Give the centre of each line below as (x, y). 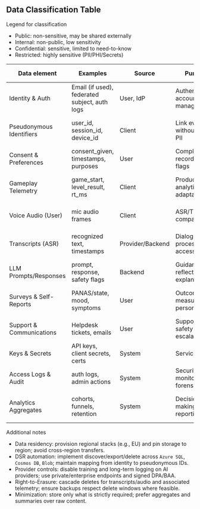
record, (185, 159)
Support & (23, 325)
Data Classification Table (54, 10)
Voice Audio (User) (36, 215)
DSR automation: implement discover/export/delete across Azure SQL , (100, 456)
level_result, (88, 187)
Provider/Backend (145, 243)
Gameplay (23, 183)
